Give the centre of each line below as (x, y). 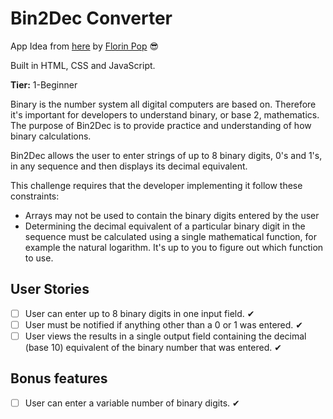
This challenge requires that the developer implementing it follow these (156, 185)
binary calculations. (51, 136)
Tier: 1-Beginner (44, 84)
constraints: (35, 196)
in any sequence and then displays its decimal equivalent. (129, 166)
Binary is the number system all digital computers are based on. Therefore (163, 104)
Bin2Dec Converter (91, 18)
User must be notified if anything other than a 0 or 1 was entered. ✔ (164, 324)
